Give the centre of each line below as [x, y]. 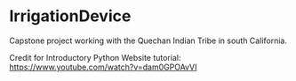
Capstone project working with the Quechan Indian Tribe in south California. [148, 40]
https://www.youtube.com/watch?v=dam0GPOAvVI [103, 67]
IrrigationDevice [70, 16]
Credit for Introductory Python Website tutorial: [95, 57]
